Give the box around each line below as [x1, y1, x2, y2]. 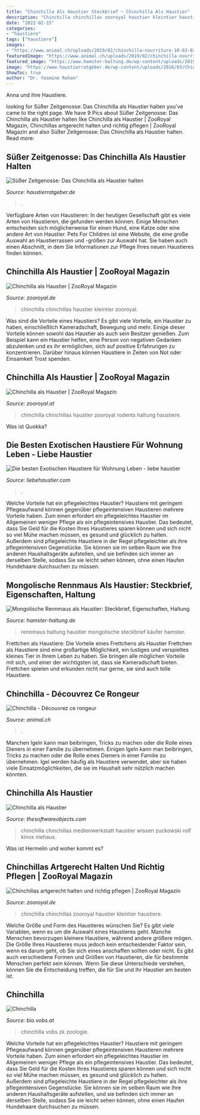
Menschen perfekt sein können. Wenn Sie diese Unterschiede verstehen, [6, 960, 186, 967]
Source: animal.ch [6, 716, 51, 723]
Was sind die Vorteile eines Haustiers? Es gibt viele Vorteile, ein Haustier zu [6, 317, 192, 324]
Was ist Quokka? [6, 423, 48, 430]
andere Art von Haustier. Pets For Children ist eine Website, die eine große [6, 230, 189, 238]
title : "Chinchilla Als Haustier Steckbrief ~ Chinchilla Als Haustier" [6, 8, 190, 15]
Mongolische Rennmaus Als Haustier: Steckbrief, [6, 580, 193, 590]
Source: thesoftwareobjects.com [6, 815, 86, 822]
